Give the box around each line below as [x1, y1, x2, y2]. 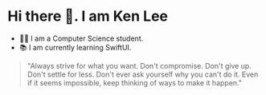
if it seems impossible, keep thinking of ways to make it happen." [27, 77, 243, 87]
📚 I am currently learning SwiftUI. [18, 42, 132, 52]
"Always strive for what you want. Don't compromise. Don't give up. [27, 61, 252, 70]
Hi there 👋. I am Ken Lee [7, 7, 168, 26]
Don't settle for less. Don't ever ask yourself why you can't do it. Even [27, 69, 259, 79]
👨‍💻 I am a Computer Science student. [18, 34, 144, 43]
